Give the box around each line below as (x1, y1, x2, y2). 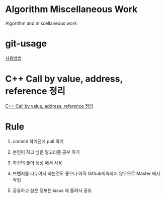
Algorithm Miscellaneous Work (5, 4, 138, 15)
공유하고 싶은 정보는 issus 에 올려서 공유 (12, 187, 92, 193)
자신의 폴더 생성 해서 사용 (12, 160, 63, 166)
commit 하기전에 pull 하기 (12, 138, 64, 144)
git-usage (5, 38, 47, 49)
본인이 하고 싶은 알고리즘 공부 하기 (12, 149, 80, 155)
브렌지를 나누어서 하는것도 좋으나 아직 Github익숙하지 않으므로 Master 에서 (12, 170, 160, 176)
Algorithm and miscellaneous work (5, 20, 77, 26)
